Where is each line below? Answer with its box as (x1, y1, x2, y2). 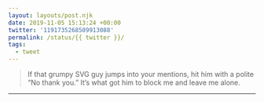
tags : (8, 41, 26, 49)
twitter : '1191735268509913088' (8, 26, 114, 34)
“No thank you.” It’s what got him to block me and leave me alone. (27, 78, 241, 87)
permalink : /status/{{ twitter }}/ (8, 33, 125, 42)
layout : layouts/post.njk (8, 11, 93, 20)
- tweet (15, 48, 41, 56)
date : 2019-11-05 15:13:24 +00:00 (8, 19, 122, 27)
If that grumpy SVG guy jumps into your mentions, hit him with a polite (27, 70, 254, 78)
